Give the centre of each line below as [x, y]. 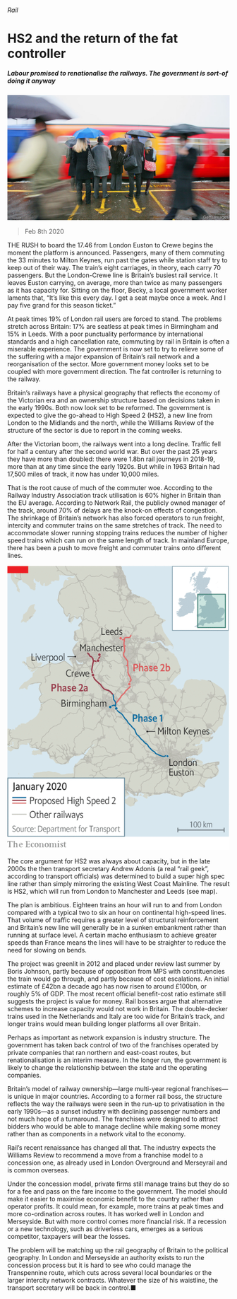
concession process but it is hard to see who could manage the [99, 1265]
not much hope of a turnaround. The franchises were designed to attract [113, 1119]
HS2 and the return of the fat [93, 38]
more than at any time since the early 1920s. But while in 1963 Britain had [114, 467]
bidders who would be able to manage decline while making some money [114, 1126]
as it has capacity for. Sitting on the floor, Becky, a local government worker [117, 291]
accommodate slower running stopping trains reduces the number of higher [117, 533]
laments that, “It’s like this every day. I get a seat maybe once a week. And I [117, 298]
